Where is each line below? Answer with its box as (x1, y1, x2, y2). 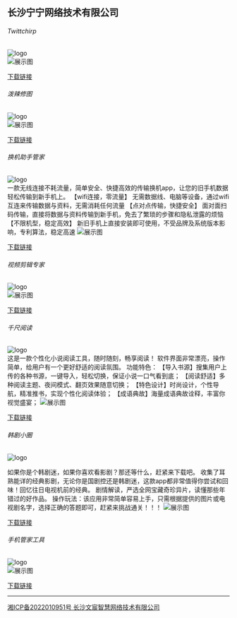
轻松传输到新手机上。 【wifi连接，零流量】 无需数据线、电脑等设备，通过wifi (7, 193, 229, 201)
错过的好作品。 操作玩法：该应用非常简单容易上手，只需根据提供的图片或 (7, 494, 219, 503)
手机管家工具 (7, 535, 44, 544)
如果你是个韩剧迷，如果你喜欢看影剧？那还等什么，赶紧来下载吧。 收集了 (7, 468, 219, 476)
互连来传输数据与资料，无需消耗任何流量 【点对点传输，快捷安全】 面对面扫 (7, 201, 227, 210)
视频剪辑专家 (7, 260, 44, 268)
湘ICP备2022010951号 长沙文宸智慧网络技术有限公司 (7, 602, 160, 611)
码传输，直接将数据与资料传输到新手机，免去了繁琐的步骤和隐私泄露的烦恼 (7, 210, 224, 218)
